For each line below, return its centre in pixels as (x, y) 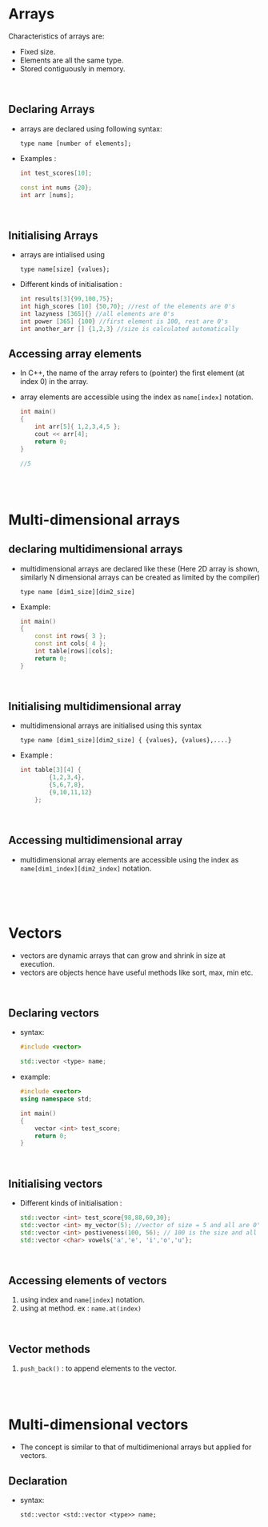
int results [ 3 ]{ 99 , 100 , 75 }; (67, 299)
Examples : (38, 158)
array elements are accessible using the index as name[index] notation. (136, 397)
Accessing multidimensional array (96, 840)
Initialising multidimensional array (95, 707)
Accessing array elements (75, 353)
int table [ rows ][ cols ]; (74, 651)
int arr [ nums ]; (47, 195)
